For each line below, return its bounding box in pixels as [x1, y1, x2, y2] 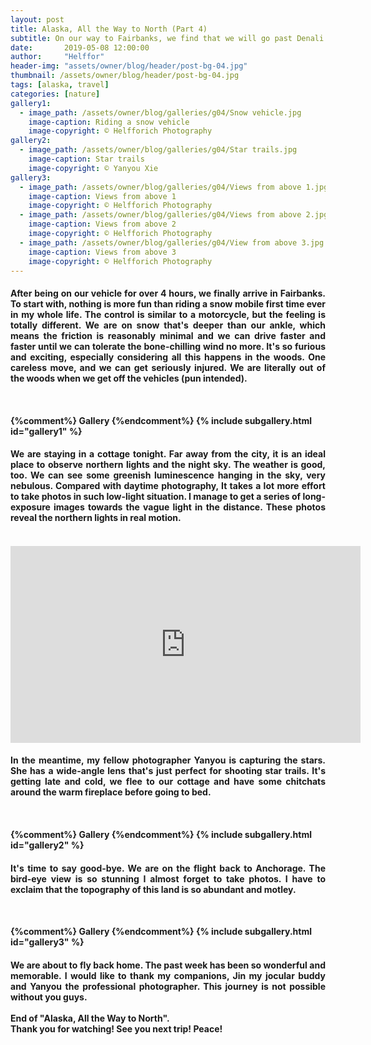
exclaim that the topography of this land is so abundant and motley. [10, 883, 297, 895]
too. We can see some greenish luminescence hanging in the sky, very [10, 469, 326, 481]
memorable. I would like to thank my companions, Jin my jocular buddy [10, 969, 326, 981]
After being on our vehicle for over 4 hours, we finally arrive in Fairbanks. [10, 287, 326, 299]
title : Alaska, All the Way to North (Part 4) [10, 24, 208, 34]
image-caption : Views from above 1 [28, 191, 177, 201]
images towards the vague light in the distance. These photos [53, 501, 326, 513]
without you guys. [10, 991, 88, 1003]
